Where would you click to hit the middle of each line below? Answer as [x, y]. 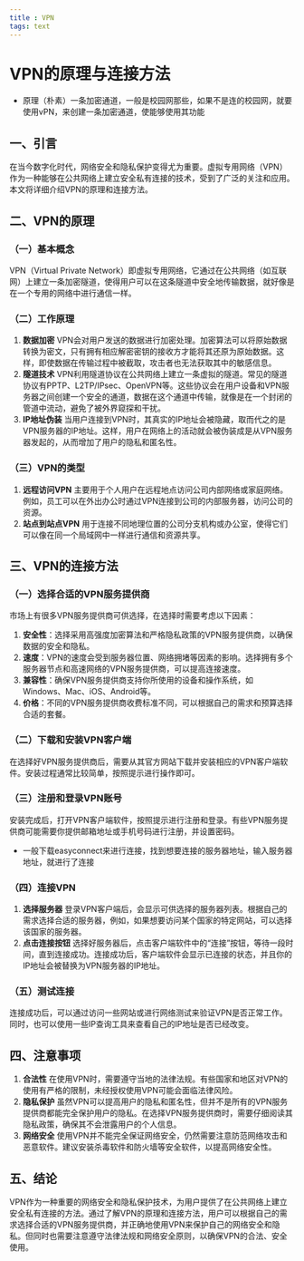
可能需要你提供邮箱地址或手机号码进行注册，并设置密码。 [132, 831]
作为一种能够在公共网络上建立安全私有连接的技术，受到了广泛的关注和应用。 [152, 179]
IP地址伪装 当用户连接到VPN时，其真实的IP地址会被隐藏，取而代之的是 [154, 420]
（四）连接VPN [43, 888]
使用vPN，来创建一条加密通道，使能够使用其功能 [114, 112]
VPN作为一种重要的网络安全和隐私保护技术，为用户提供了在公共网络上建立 [148, 1202]
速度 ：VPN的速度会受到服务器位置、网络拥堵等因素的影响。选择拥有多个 [157, 657]
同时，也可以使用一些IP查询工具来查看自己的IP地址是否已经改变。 [132, 1024]
